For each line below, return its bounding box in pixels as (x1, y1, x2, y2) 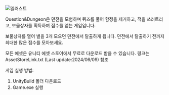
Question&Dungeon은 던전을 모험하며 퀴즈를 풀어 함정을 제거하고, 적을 (5, 16, 146, 22)
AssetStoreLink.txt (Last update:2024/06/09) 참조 (5, 57, 109, 63)
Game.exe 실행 (12, 84, 44, 90)
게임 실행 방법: (5, 67, 34, 73)
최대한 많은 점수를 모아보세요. (5, 39, 64, 45)
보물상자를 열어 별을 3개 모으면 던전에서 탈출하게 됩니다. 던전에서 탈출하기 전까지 (5, 33, 164, 39)
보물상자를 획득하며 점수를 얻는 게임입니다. (12, 23, 96, 28)
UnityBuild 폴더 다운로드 (12, 78, 62, 84)
